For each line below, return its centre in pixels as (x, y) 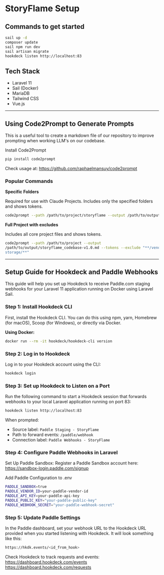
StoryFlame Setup (42, 9)
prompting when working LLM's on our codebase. (55, 141)
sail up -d (16, 38)
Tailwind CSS (25, 99)
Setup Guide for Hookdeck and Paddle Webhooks (82, 272)
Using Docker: (20, 332)
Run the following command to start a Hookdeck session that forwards (76, 397)
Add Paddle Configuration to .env (39, 478)
